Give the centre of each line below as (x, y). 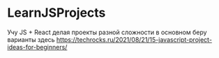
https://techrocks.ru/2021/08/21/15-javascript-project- (134, 39)
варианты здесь (31, 39)
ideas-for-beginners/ (37, 47)
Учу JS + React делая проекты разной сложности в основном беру (107, 32)
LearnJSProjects (56, 13)
